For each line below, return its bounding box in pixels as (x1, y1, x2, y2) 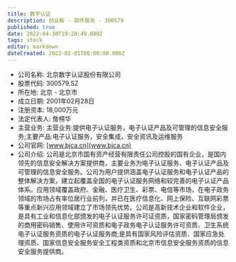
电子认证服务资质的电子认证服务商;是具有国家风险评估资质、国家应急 (17, 229, 219, 238)
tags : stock (7, 37, 43, 44)
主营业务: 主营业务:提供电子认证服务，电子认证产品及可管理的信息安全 (17, 123, 222, 132)
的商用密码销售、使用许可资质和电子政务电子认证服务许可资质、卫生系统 (17, 220, 229, 229)
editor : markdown (7, 43, 59, 50)
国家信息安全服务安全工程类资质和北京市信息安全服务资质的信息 (42, 238, 229, 246)
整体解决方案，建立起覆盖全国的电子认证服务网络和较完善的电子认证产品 (17, 176, 229, 185)
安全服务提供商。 (17, 247, 68, 256)
